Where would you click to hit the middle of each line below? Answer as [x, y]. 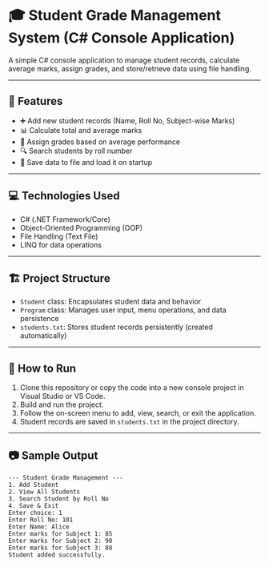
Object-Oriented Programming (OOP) [81, 227]
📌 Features [36, 101]
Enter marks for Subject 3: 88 [60, 548]
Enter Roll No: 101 [41, 520]
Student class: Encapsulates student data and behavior [110, 302]
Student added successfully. [57, 555]
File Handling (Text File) [59, 236]
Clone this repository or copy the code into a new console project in [132, 388]
